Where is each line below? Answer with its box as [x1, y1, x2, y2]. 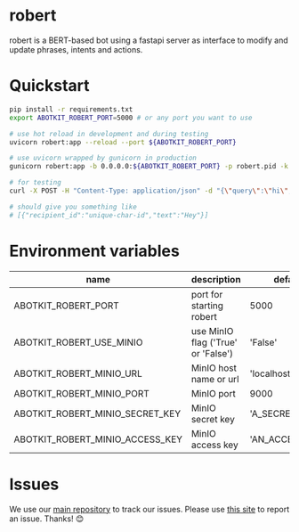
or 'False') [190, 347, 234, 359]
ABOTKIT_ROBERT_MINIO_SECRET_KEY [13, 407, 182, 420]
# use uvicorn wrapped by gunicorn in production [9, 153, 198, 163]
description [190, 273, 242, 285]
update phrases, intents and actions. [9, 44, 143, 54]
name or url [190, 372, 239, 385]
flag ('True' [190, 336, 238, 348]
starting [190, 299, 224, 312]
